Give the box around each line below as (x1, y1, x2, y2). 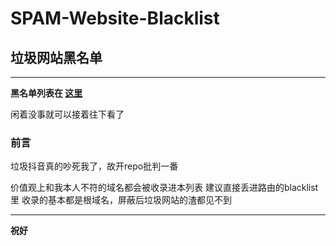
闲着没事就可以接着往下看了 (10, 108, 125, 120)
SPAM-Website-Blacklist (10, 7, 220, 30)
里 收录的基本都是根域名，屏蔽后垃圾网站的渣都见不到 (10, 194, 232, 206)
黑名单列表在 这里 (10, 87, 83, 99)
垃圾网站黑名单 (10, 49, 103, 66)
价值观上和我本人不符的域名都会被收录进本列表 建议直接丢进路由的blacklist (10, 182, 319, 194)
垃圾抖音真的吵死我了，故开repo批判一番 (10, 160, 179, 172)
